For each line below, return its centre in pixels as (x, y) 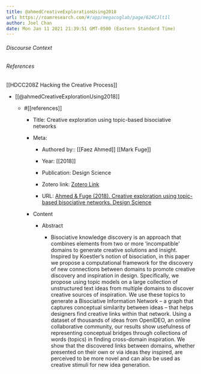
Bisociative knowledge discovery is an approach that (116, 237)
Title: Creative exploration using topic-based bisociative (102, 120)
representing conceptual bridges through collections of (119, 333)
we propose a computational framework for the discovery (122, 263)
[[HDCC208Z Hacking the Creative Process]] (62, 85)
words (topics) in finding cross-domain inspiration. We (118, 339)
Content (43, 214)
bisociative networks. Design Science (105, 202)
